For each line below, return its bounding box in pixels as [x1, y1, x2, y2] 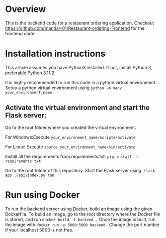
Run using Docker [5, 189, 80, 200]
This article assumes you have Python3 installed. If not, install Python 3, [5, 64, 153, 70]
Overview [5, 3, 46, 15]
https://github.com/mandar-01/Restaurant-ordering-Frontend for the [5, 25, 145, 31]
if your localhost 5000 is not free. [5, 227, 74, 233]
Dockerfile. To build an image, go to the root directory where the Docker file [5, 211, 160, 217]
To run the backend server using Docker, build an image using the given [5, 206, 153, 212]
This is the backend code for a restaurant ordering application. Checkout [5, 20, 154, 26]
